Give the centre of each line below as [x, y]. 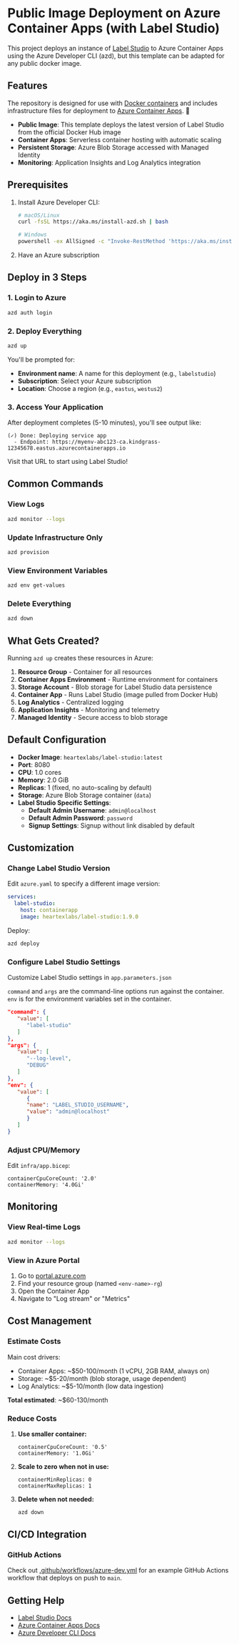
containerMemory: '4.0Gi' [46, 1185]
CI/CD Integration [47, 1535]
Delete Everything [39, 603]
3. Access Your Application [55, 407]
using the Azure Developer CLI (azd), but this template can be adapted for [116, 56]
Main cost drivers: [34, 1357]
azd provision [29, 552]
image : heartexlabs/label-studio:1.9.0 [80, 917]
